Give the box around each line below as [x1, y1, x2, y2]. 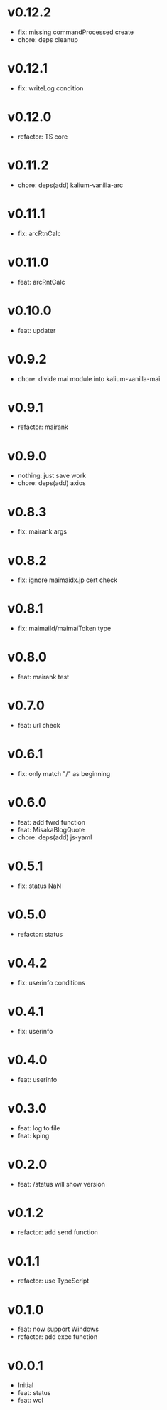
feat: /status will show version [17, 1180, 105, 1188]
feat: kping [17, 1131, 50, 1140]
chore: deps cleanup [17, 35, 78, 43]
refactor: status [17, 930, 63, 938]
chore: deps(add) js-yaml [17, 833, 92, 842]
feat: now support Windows [17, 1325, 99, 1334]
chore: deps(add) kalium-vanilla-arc [17, 181, 124, 189]
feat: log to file [17, 1123, 60, 1132]
